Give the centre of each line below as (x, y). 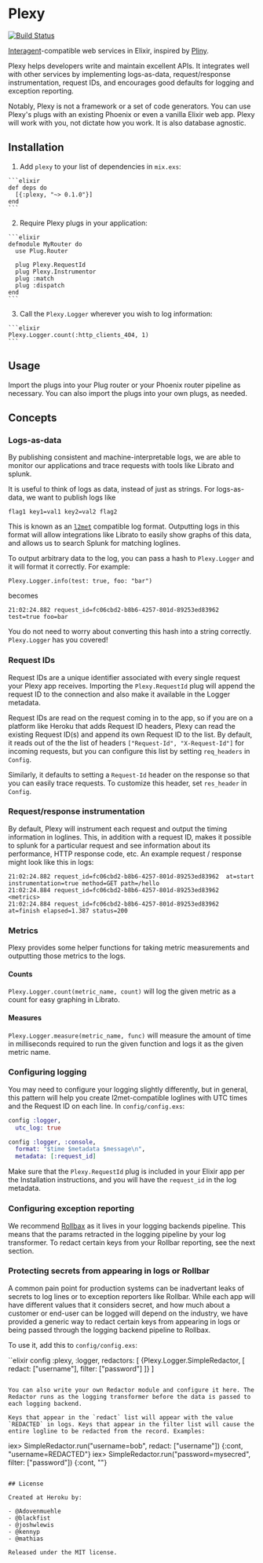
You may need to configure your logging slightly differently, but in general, (128, 1089)
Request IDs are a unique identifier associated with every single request (124, 677)
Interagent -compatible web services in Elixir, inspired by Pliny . (109, 50)
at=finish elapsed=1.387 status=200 (68, 911)
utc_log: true (38, 1128)
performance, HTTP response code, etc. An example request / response (125, 854)
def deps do (27, 188)
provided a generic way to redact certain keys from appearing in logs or (124, 1321)
